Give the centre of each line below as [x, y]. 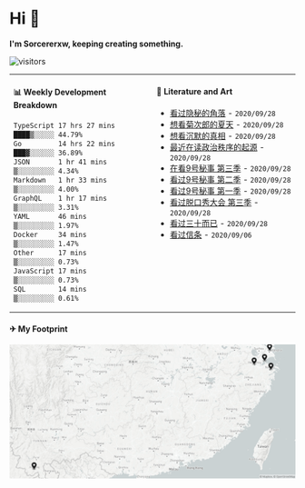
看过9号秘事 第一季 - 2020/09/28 [230, 191]
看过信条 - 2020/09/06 [211, 234]
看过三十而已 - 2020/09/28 [218, 223]
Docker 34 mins [50, 234]
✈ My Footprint [39, 329]
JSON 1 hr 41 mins [60, 162]
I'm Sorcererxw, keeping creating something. [97, 44]
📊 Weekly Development [60, 92]
